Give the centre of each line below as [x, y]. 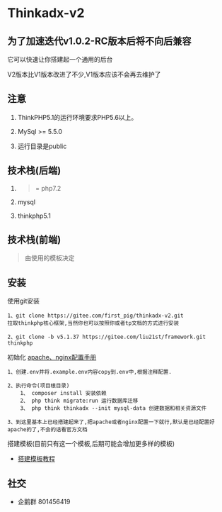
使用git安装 [24, 301]
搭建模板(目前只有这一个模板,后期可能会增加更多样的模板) [91, 444]
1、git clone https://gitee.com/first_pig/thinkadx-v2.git [95, 316]
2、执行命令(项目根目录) [39, 386]
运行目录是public [42, 146]
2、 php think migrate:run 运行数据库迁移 [79, 401]
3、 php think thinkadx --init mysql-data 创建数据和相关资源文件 [113, 408]
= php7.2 [48, 188]
